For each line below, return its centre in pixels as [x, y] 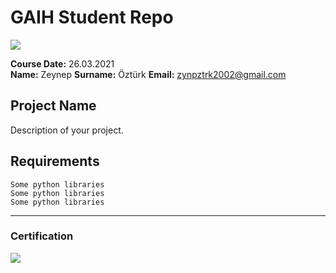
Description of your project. [67, 130]
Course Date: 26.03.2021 [62, 63]
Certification [42, 236]
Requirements [55, 161]
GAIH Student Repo [92, 17]
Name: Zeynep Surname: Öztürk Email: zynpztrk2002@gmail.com [148, 74]
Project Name [53, 106]
